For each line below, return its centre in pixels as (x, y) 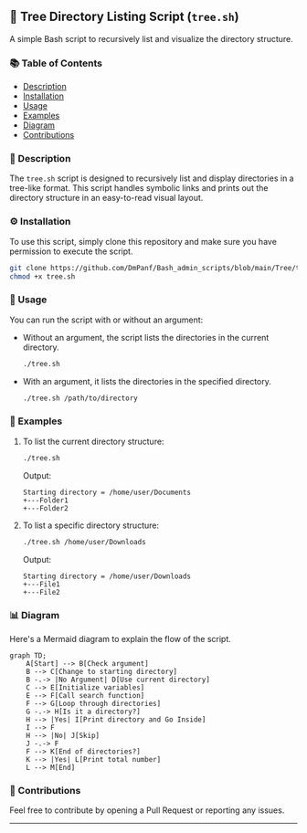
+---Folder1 (45, 500)
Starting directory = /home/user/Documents (107, 492)
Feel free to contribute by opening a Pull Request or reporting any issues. (147, 810)
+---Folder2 (45, 508)
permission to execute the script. (71, 251)
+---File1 (42, 584)
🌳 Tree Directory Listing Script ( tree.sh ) (124, 17)
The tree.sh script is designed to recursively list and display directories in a (152, 178)
